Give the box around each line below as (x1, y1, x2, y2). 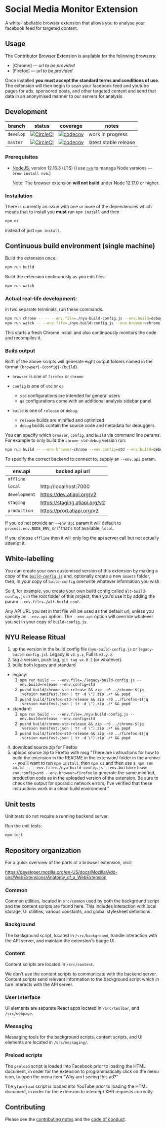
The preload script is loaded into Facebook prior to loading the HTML (5, 1063, 146, 1069)
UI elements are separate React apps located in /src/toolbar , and (5, 1005, 139, 1011)
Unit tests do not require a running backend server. (5, 813, 109, 819)
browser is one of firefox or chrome (12, 373, 84, 379)
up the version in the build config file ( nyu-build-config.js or (12, 646, 137, 652)
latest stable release (88, 139, 135, 146)
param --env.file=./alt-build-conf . (5, 598, 81, 604)
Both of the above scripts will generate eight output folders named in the (5, 358, 153, 364)
